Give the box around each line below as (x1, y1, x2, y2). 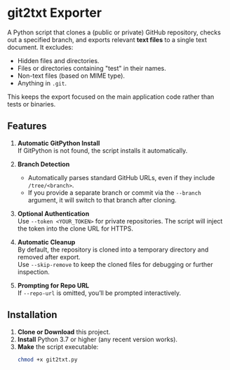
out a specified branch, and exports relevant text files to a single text (7, 35, 207, 43)
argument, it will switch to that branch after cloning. (27, 196, 177, 204)
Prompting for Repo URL (17, 281, 90, 289)
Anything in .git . (17, 78, 67, 87)
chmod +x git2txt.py (17, 356, 78, 363)
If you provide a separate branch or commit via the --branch (27, 188, 201, 197)
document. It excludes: (7, 43, 74, 51)
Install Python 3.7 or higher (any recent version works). (17, 335, 177, 343)
